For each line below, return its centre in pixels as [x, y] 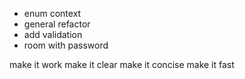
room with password [66, 45]
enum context [52, 13]
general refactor [57, 24]
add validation [53, 34]
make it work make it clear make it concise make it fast [122, 64]
